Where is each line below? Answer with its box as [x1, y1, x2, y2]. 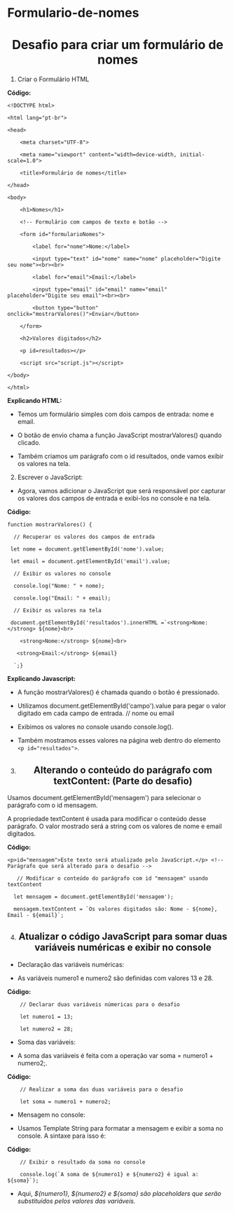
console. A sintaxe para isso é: [17, 1131, 106, 1140]
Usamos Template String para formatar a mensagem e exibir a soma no [17, 1124, 223, 1132]
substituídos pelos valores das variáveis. [17, 1197, 136, 1205]
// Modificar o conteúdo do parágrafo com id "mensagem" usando [16, 874, 209, 882]
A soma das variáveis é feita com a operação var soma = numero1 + [17, 1051, 214, 1059]
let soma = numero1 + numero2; [20, 1098, 111, 1105]
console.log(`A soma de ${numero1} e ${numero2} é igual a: [20, 1171, 199, 1178]
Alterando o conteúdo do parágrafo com [34, 764, 212, 776]
